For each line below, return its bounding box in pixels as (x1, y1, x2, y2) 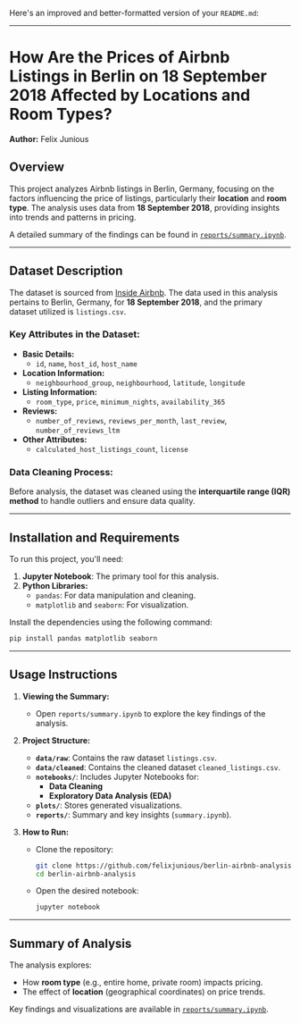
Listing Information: (21, 386, 98, 397)
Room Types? (9, 105, 113, 124)
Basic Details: (21, 348, 75, 359)
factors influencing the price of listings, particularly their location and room (9, 192, 287, 204)
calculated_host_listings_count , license (35, 443, 189, 454)
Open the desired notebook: (35, 885, 139, 896)
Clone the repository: (35, 843, 114, 854)
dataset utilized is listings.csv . (9, 306, 127, 316)
